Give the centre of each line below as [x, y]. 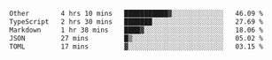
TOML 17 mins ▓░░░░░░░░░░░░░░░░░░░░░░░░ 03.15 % [136, 46]
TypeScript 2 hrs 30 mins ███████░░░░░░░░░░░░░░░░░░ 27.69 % [136, 22]
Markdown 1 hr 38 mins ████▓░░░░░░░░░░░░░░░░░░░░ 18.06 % [136, 30]
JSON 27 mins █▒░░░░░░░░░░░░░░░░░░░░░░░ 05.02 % [136, 38]
